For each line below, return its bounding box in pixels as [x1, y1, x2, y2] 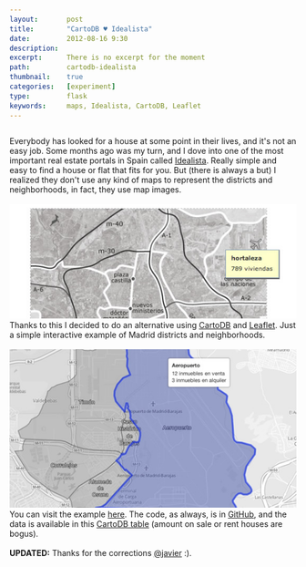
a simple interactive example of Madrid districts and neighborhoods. [9, 329, 266, 341]
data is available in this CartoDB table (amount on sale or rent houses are [9, 518, 283, 529]
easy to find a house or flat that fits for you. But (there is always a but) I [9, 164, 277, 175]
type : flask [9, 91, 88, 100]
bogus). [9, 528, 39, 539]
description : [9, 44, 59, 53]
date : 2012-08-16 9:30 [9, 34, 128, 43]
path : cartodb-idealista [9, 63, 137, 72]
